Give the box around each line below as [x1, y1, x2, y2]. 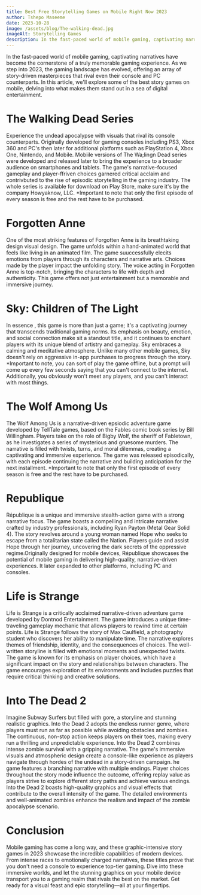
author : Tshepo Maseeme [6, 14, 66, 20]
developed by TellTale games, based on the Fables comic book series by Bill [6, 426, 194, 433]
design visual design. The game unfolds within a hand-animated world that [6, 242, 190, 250]
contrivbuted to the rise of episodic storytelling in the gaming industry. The [6, 176, 191, 183]
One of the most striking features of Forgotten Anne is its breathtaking [6, 236, 179, 243]
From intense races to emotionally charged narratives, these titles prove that [6, 856, 194, 863]
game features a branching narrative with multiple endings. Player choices [6, 764, 190, 772]
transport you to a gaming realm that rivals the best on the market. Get [6, 875, 180, 882]
